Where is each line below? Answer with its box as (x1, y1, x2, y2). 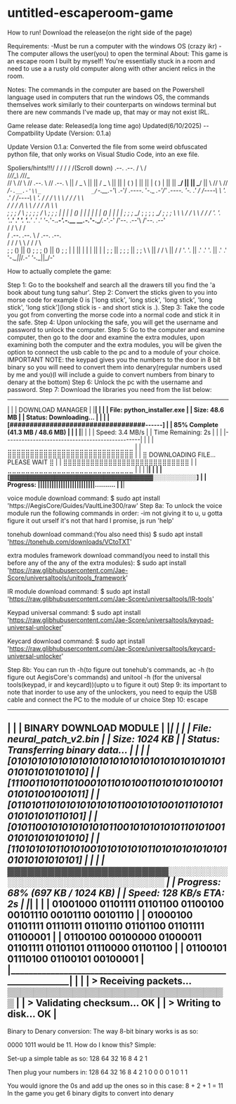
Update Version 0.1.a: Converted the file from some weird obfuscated (7, 142, 207, 151)
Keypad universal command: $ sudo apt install (7, 608, 141, 616)
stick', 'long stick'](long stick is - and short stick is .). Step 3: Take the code (7, 303, 225, 311)
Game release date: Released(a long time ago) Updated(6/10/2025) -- (7, 121, 209, 129)
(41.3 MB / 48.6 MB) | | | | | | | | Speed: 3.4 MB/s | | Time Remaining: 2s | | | (7, 428, 223, 436)
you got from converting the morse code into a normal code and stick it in (7, 310, 221, 319)
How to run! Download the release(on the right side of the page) (7, 28, 192, 37)
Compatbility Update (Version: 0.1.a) (7, 129, 112, 137)
